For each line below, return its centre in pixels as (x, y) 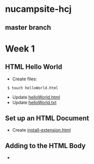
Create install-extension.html (42, 130)
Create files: (25, 79)
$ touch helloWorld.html (32, 88)
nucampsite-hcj (38, 9)
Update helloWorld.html (36, 97)
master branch (28, 27)
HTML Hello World (34, 67)
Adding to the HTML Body (46, 145)
